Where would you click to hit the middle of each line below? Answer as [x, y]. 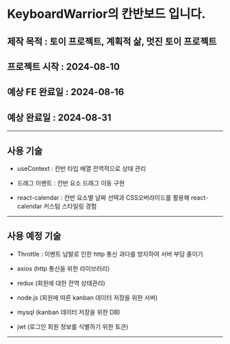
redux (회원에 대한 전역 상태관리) [61, 283]
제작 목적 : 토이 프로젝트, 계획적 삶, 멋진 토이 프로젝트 [112, 41]
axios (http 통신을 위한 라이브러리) [63, 268]
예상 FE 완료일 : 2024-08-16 [66, 92]
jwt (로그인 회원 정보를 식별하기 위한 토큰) [73, 326]
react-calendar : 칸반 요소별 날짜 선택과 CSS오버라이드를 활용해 [103, 197]
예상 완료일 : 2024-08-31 [59, 117]
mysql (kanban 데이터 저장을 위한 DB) [68, 312]
